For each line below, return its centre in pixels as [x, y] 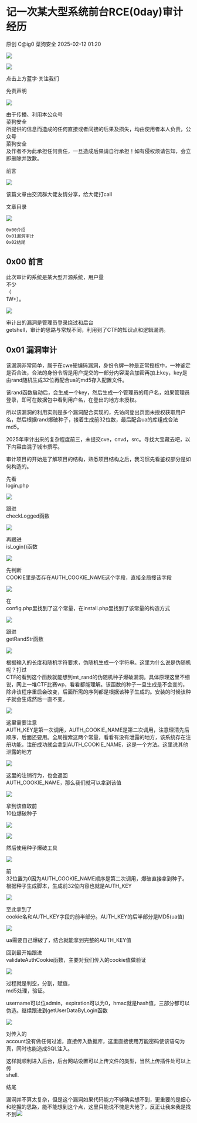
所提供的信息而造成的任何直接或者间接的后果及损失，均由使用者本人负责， [96, 129]
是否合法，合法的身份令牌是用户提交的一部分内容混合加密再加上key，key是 [97, 372]
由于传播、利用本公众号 [34, 114]
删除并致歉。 [26, 158]
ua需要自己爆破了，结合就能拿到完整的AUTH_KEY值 [69, 940]
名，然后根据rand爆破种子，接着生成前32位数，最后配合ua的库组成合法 [92, 419]
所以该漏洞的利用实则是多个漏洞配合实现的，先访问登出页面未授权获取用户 [96, 412]
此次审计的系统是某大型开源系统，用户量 [55, 277]
